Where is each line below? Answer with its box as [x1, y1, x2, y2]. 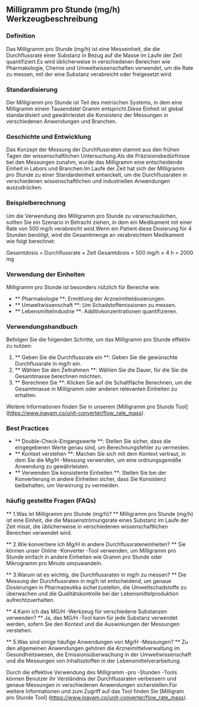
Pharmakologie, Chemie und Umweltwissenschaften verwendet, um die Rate [6, 64, 194, 71]
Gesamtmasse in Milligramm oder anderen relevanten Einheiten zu [14, 385, 178, 392]
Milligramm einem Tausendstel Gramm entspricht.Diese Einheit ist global [6, 105, 184, 112]
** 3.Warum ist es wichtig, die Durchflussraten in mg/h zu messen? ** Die [6, 571, 187, 578]
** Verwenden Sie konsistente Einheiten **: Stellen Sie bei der [14, 469, 166, 477]
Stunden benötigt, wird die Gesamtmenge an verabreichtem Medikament [6, 231, 184, 238]
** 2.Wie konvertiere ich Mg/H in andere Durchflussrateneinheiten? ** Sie [6, 540, 186, 548]
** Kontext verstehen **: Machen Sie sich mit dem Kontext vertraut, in [14, 451, 186, 458]
